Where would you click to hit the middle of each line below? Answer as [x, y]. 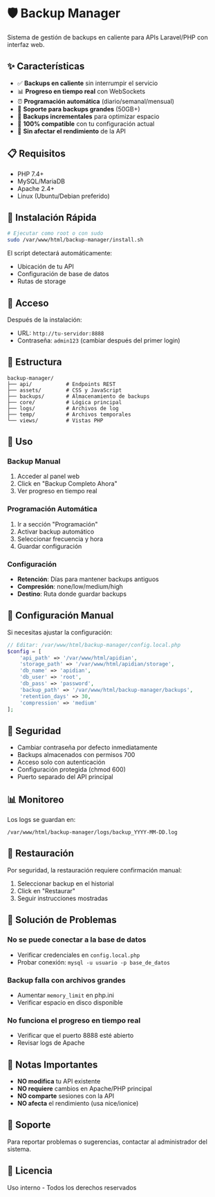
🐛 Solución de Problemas [62, 920]
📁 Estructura [35, 362]
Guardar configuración [49, 546]
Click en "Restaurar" [46, 890]
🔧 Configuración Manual [60, 615]
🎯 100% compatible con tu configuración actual [86, 124]
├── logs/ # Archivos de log [63, 408]
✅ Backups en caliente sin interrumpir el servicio [87, 83]
